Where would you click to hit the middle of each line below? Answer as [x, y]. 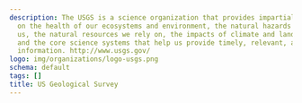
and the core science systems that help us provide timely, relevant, [152, 43]
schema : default [40, 68]
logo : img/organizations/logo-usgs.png [84, 59]
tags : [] [26, 76]
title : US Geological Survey [64, 84]
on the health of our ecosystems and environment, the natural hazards [155, 26]
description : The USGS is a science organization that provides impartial [152, 17]
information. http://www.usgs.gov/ [84, 51]
